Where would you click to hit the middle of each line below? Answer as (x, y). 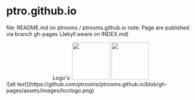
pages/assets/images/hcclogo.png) (50, 90)
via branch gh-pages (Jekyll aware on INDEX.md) (67, 34)
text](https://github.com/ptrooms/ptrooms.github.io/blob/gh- (92, 84)
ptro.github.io (41, 11)
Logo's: (62, 78)
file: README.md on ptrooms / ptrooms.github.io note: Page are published (98, 28)
